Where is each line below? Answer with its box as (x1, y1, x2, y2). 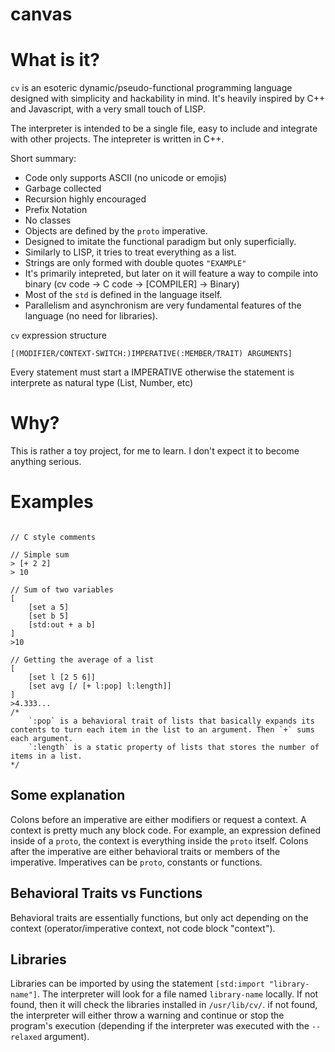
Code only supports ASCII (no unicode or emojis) (24, 172, 228, 184)
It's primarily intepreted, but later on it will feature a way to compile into (24, 268, 319, 280)
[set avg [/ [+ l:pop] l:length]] (28, 681, 172, 691)
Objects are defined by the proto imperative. (24, 225, 208, 237)
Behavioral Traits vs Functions (10, 885, 203, 902)
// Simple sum (10, 550, 70, 560)
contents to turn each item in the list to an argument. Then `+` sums (10, 725, 315, 735)
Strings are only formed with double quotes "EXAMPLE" (24, 257, 247, 269)
